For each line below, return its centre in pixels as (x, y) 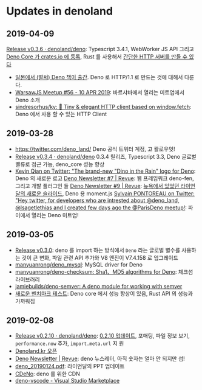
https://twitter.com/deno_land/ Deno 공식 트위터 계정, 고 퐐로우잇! (95, 149)
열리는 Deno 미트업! (55, 215)
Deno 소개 (28, 100)
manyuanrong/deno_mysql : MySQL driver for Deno (79, 264)
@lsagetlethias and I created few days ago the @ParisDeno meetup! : (101, 207)
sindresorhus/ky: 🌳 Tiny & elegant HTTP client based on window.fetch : (103, 107)
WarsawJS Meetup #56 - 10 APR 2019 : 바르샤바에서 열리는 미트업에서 (100, 92)
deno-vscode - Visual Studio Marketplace (67, 381)
